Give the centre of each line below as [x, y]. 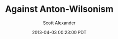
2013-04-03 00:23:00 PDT [59, 32]
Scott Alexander [59, 23]
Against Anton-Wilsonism [59, 9]
